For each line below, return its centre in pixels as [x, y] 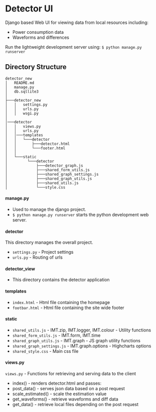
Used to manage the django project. [49, 209]
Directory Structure [36, 67]
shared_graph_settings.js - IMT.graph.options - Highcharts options [82, 346]
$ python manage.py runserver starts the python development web [80, 214]
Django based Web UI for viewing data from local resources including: [77, 22]
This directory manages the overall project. [49, 242]
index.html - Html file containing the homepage [61, 302]
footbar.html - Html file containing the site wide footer [68, 308]
